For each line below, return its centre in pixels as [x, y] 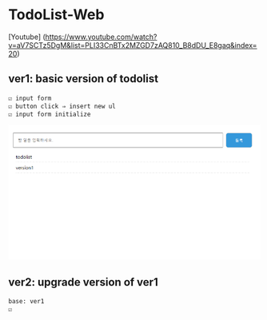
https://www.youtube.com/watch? [101, 37]
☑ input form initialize [50, 114]
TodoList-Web [56, 15]
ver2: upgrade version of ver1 [83, 282]
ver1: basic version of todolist [83, 79]
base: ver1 [26, 302]
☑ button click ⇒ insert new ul [62, 106]
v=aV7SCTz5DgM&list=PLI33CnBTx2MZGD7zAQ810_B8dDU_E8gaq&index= [133, 45]
